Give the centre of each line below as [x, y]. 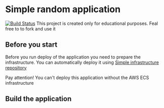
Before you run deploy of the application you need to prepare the [73, 57]
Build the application [38, 99]
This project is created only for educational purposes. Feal [97, 23]
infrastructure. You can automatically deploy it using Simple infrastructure [82, 62]
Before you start [31, 45]
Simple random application [63, 9]
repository [16, 67]
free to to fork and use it [30, 28]
